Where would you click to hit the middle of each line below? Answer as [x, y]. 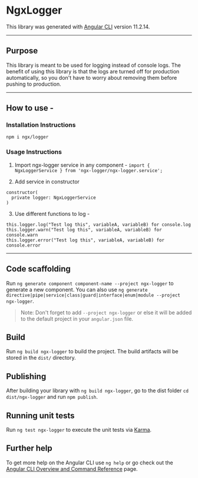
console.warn [22, 235]
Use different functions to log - [52, 214]
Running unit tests [40, 416]
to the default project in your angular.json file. [77, 319]
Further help [29, 448]
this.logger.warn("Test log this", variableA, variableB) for [84, 230]
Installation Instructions [41, 125]
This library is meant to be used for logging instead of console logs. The [93, 65]
